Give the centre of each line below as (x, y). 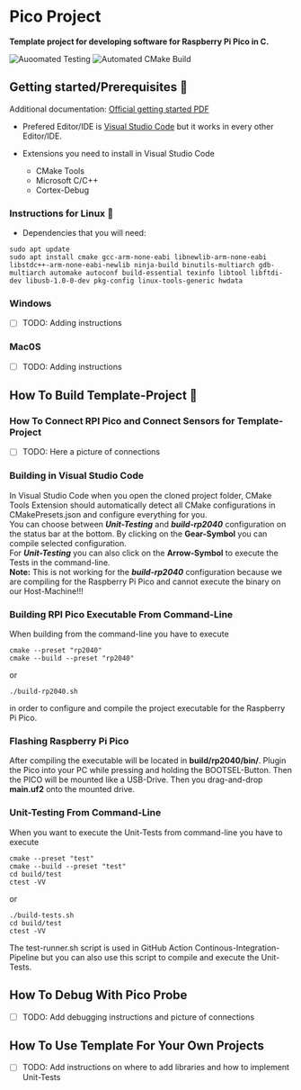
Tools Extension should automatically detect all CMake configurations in (142, 505)
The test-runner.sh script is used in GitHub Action (101, 948)
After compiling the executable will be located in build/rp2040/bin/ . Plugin (148, 761)
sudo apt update (40, 249)
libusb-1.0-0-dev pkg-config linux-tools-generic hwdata (134, 281)
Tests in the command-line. (60, 562)
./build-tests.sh (42, 915)
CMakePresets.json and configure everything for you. (109, 514)
